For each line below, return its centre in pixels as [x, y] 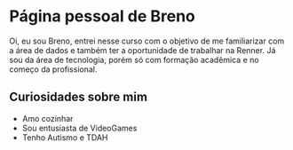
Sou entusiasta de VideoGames [79, 128]
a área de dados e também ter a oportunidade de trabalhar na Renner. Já [143, 50]
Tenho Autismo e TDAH [65, 137]
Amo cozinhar [48, 118]
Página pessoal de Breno [102, 16]
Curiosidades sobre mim [79, 97]
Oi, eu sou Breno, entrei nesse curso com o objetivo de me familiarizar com [147, 41]
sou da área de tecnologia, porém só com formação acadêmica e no [134, 59]
